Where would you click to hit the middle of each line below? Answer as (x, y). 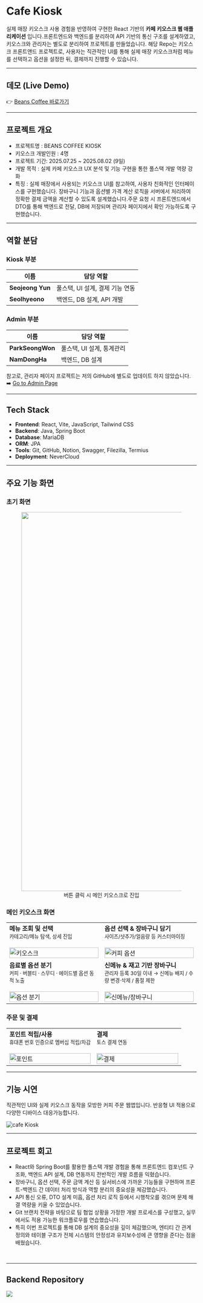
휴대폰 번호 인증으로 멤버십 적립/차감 (50, 1042)
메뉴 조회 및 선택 (31, 929)
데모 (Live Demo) (38, 86)
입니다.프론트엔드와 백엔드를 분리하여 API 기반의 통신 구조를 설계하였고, (111, 36)
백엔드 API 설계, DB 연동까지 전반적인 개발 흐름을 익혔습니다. (99, 1174)
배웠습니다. (28, 1243)
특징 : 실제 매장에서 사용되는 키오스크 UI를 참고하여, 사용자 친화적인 (94, 184)
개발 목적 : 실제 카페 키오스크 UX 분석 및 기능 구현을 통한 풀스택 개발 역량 (101, 169)
